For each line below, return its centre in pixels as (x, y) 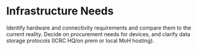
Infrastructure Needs (60, 11)
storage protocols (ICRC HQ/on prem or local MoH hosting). (80, 40)
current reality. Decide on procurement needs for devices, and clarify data (98, 34)
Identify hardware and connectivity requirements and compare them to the (99, 28)
